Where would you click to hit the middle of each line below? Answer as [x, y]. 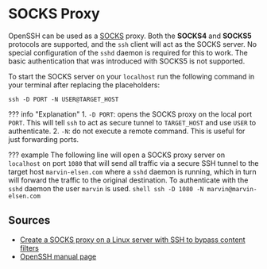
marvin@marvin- [232, 189]
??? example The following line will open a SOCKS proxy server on [117, 155]
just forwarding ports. [44, 139]
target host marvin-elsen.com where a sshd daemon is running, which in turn [132, 171]
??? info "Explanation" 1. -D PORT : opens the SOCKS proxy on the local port [130, 114]
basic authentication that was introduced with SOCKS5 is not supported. [127, 61]
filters [29, 248]
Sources [29, 220]
